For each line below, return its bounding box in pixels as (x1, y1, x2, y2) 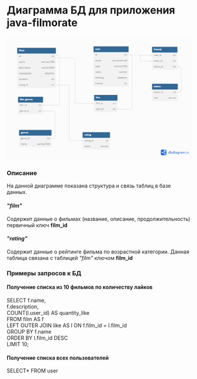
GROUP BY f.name (6, 328, 52, 335)
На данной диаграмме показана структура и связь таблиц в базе (6, 182, 171, 189)
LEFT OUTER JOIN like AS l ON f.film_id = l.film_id (6, 322, 127, 329)
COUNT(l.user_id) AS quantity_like (6, 309, 90, 316)
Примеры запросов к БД (6, 269, 82, 277)
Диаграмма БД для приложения (6, 4, 175, 17)
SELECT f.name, (6, 296, 46, 304)
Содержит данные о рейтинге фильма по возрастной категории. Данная (6, 248, 190, 255)
